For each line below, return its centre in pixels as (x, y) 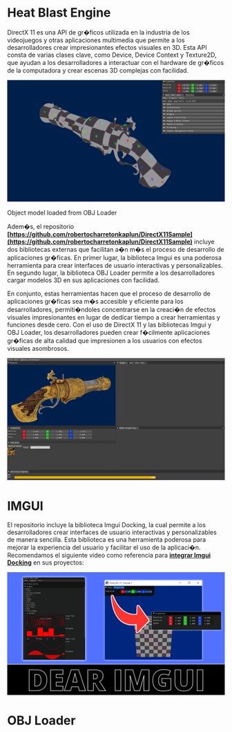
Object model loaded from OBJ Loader (62, 213)
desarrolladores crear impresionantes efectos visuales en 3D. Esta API (107, 47)
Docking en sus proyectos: (46, 562)
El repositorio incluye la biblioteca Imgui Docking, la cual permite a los (106, 525)
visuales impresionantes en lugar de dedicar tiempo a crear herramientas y (114, 318)
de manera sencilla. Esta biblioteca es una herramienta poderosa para (107, 540)
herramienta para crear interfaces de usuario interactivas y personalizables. (115, 266)
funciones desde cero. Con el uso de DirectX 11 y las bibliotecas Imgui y (109, 325)
